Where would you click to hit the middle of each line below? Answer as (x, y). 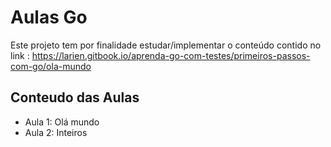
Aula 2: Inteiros (56, 132)
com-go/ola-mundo (51, 66)
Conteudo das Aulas (75, 97)
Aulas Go (49, 17)
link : (20, 55)
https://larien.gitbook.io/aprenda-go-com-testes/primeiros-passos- (171, 55)
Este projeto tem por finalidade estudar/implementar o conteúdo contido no (166, 45)
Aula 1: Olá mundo (62, 122)
